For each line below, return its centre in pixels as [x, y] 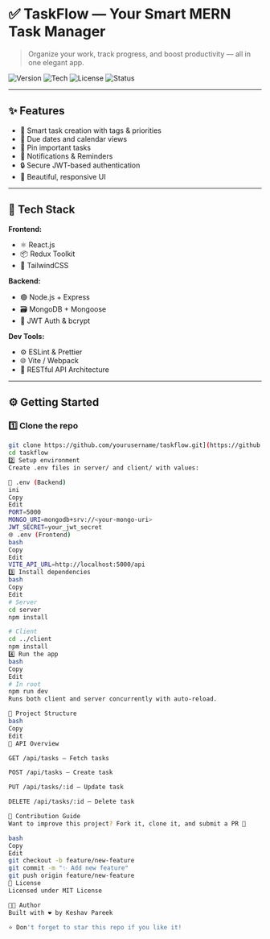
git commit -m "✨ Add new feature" [68, 868]
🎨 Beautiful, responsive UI [63, 176]
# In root [25, 684]
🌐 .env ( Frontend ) [40, 535]
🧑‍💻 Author [25, 905]
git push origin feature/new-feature [72, 876]
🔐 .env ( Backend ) [37, 482]
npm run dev [28, 692]
